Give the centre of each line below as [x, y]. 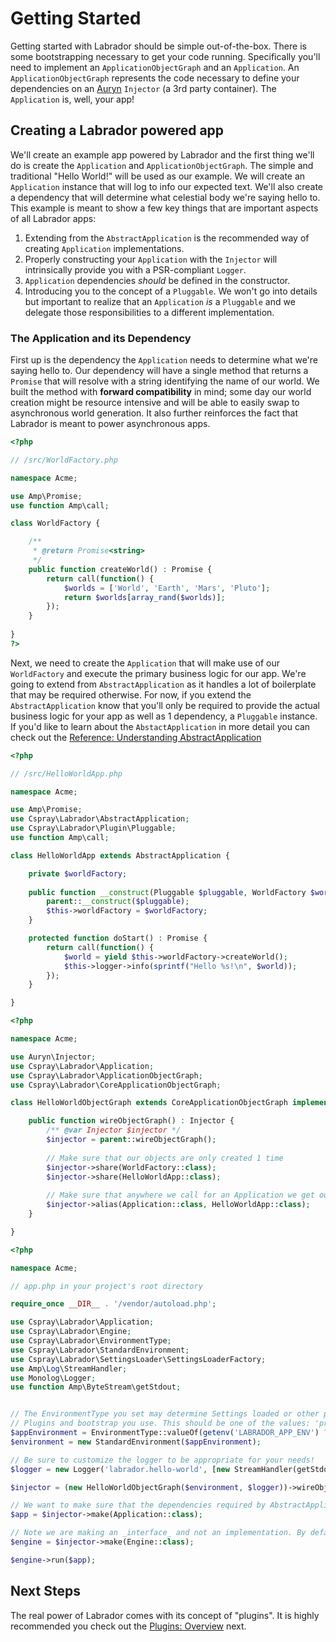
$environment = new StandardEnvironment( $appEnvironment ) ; [136, 1442]
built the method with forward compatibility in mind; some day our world [161, 392]
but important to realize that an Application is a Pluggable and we [160, 301]
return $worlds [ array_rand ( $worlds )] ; [144, 597]
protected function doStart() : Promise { [118, 938]
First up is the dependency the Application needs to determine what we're [164, 360]
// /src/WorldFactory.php [64, 460]
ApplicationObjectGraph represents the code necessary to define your [155, 78]
